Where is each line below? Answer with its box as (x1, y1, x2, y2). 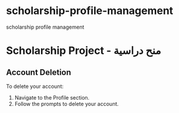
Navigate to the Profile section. (14, 94, 90, 101)
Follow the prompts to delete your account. (14, 100, 119, 107)
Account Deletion (6, 67, 72, 77)
